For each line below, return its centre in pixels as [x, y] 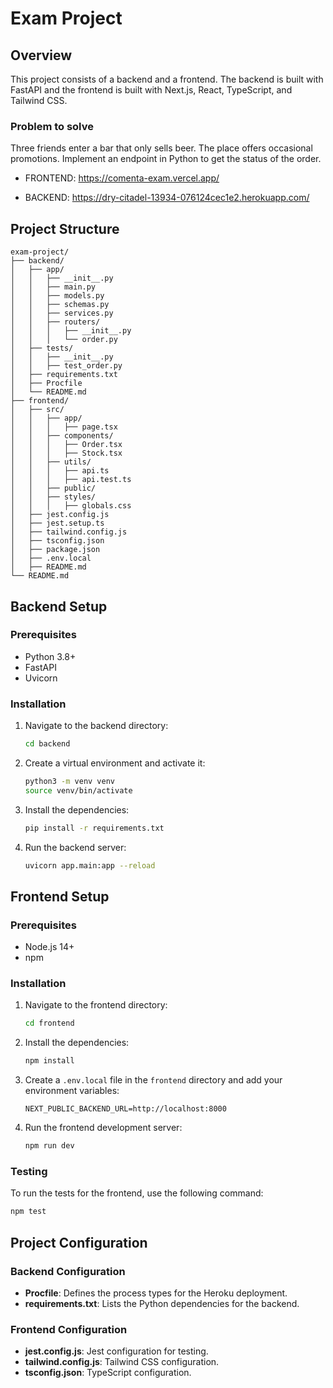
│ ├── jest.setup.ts [57, 523]
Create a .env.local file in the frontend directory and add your [153, 1080]
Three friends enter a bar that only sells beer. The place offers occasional [161, 148]
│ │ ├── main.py [53, 287]
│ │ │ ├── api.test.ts [71, 480]
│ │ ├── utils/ [51, 462]
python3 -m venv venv [70, 781]
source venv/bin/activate [78, 790]
